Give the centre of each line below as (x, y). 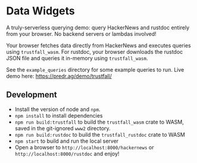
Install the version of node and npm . (57, 109)
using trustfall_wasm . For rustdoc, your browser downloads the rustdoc (95, 51)
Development (32, 95)
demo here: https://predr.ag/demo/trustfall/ (59, 76)
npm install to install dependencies (59, 115)
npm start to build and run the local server (67, 141)
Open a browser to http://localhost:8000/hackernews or (84, 147)
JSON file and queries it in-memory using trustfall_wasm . (77, 58)
